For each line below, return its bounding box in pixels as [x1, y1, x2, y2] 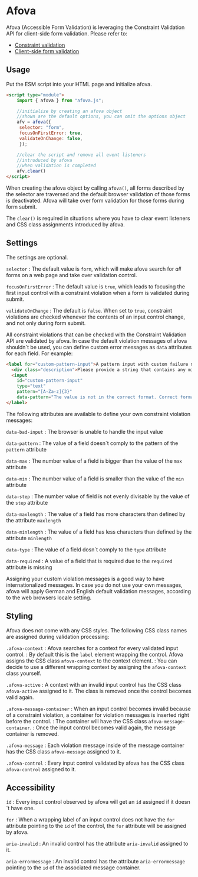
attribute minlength [6, 534, 52, 541]
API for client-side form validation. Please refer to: [6, 30, 128, 37]
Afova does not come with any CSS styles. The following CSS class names [6, 626, 187, 634]
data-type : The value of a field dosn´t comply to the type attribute [6, 545, 167, 553]
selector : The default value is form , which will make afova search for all [6, 265, 181, 272]
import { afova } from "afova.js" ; [16, 98, 104, 103]
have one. [11, 805, 35, 812]
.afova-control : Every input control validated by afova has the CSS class [6, 759, 184, 766]
